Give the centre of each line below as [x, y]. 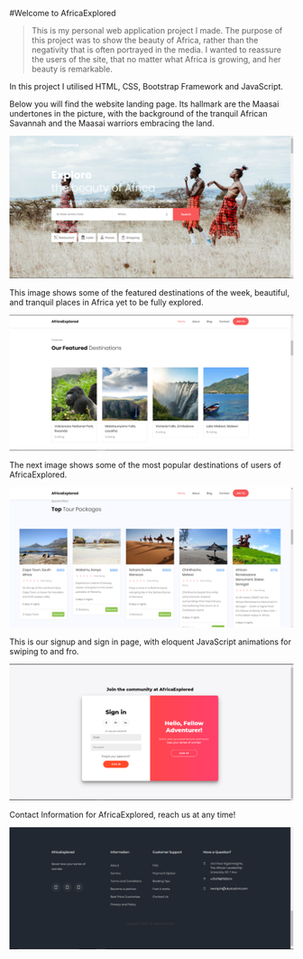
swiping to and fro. [44, 652]
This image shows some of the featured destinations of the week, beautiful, [150, 292]
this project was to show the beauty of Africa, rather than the [145, 40]
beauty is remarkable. [72, 69]
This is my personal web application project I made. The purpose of [157, 30]
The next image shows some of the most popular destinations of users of [145, 465]
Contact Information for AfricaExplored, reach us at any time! [123, 814]
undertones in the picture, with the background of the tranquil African [138, 113]
